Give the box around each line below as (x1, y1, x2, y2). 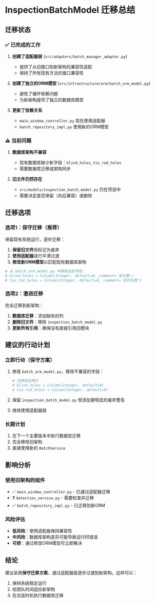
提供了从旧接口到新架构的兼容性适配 (19, 64, 93, 70)
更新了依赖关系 (12, 107, 42, 113)
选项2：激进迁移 (5, 290, 43, 297)
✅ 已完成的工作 (5, 41, 40, 48)
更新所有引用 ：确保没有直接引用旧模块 (12, 325, 89, 331)
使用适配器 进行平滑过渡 (12, 253, 59, 258)
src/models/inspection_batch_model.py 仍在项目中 (19, 186, 121, 192)
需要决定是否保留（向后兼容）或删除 (19, 193, 93, 199)
